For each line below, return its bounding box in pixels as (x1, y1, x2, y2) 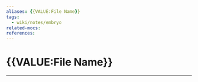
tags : (6, 14, 19, 20)
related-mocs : (6, 25, 41, 31)
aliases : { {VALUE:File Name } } (6, 8, 81, 15)
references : (6, 30, 35, 36)
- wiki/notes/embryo (11, 19, 62, 25)
